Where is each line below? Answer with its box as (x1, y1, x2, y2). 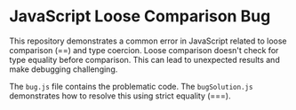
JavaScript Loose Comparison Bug (9, 6, 271, 27)
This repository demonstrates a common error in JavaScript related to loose (9, 35, 287, 46)
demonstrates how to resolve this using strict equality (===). (9, 90, 231, 101)
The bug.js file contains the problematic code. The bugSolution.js (9, 81, 253, 91)
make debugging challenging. (9, 64, 118, 75)
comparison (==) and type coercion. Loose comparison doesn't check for (9, 44, 279, 55)
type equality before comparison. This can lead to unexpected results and (9, 54, 280, 65)
